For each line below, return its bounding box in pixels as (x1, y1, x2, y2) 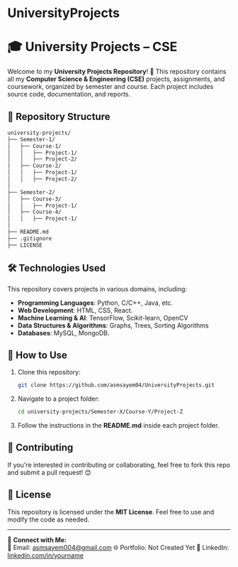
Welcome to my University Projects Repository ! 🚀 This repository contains (7, 67, 227, 76)
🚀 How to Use (7, 349, 67, 361)
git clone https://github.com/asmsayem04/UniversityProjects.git (17, 382, 215, 389)
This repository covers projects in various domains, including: (7, 284, 188, 293)
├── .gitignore (7, 234, 52, 242)
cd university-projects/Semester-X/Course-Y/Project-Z (17, 409, 183, 416)
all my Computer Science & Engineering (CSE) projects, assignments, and (7, 75, 225, 83)
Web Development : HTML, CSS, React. (17, 306, 133, 314)
